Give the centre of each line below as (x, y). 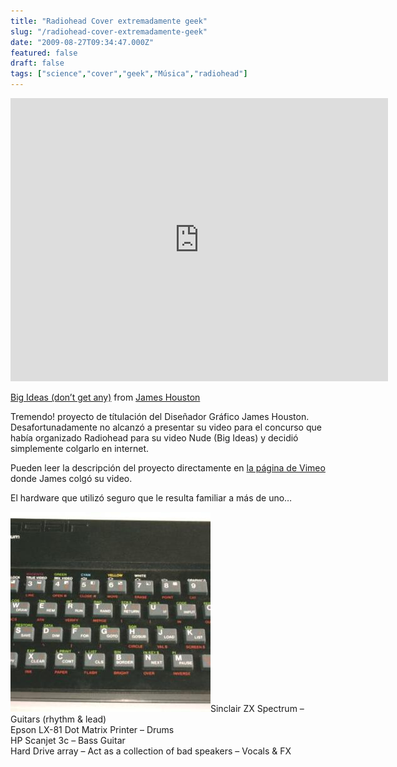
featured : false (44, 53)
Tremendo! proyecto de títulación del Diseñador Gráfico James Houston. (160, 416)
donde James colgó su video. (71, 478)
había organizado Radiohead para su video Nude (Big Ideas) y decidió (154, 438)
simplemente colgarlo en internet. (80, 448)
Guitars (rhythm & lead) (58, 719)
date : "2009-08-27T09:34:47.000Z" (82, 42)
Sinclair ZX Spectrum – (257, 708)
